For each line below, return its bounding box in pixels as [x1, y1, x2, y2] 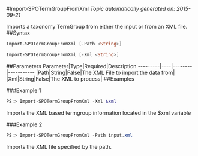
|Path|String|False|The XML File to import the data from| [35, 69, 175, 76]
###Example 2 [6, 121, 43, 128]
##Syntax [6, 29, 31, 36]
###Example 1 [6, 87, 41, 94]
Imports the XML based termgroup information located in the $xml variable [6, 109, 191, 116]
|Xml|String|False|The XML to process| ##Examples [6, 75, 134, 82]
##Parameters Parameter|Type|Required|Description [6, 62, 137, 69]
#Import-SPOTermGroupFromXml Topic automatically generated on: [6, 5, 176, 12]
